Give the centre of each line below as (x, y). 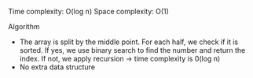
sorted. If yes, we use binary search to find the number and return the (132, 50)
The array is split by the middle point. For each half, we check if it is (128, 42)
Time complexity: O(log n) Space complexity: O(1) (88, 11)
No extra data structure (57, 67)
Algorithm (24, 26)
